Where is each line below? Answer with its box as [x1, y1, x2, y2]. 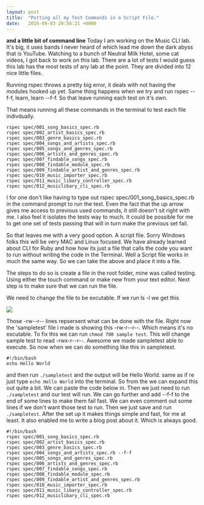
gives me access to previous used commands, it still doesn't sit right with [6, 207, 190, 214]
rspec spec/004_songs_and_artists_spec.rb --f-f [6, 450, 132, 456]
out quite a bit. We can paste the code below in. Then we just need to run [6, 384, 190, 391]
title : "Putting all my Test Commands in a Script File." [6, 15, 160, 21]
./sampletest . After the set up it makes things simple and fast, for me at [6, 410, 186, 418]
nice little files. [6, 70, 43, 77]
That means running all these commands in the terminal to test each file [6, 106, 186, 114]
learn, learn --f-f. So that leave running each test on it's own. [15, 94, 168, 101]
